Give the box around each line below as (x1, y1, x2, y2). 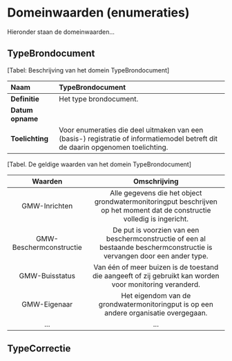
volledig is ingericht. (123, 214, 188, 224)
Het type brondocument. (58, 94, 139, 104)
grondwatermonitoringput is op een (98, 299, 214, 309)
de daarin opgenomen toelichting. (58, 142, 168, 152)
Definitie (10, 94, 39, 104)
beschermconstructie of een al (106, 233, 206, 243)
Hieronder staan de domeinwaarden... (7, 28, 115, 36)
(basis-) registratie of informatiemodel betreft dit (58, 133, 217, 143)
